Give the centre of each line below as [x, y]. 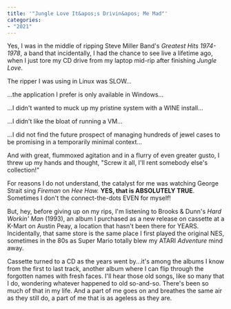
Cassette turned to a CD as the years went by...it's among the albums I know [116, 261]
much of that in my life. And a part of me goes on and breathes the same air [115, 291]
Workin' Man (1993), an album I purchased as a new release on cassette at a [116, 219]
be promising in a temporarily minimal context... [75, 142]
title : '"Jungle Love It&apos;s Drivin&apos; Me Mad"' [88, 13]
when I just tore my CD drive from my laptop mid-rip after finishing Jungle [112, 61]
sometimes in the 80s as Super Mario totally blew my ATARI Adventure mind [115, 241]
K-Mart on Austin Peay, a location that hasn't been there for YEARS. [103, 226]
